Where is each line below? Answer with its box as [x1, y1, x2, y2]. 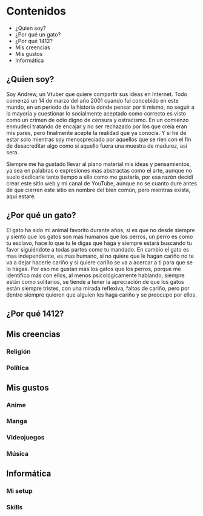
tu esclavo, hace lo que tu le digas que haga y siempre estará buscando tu [6, 239, 192, 247]
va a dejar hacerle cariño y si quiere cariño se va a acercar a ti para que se [6, 258, 193, 266]
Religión [6, 348, 32, 356]
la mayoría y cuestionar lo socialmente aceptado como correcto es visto [6, 109, 187, 117]
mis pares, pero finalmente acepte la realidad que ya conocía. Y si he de [6, 129, 187, 136]
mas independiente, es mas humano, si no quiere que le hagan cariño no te [6, 252, 194, 260]
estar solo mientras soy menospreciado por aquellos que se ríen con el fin [6, 136, 191, 143]
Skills [6, 503, 23, 511]
